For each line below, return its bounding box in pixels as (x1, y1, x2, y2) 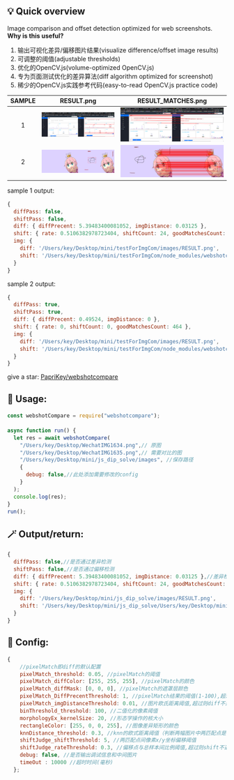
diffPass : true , (13, 301, 61, 308)
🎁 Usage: (7, 393, 47, 405)
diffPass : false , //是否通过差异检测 (13, 558, 111, 566)
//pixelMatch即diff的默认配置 (19, 663, 101, 670)
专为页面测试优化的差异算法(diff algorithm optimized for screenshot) (17, 72, 214, 80)
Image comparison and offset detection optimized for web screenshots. (7, 24, 213, 32)
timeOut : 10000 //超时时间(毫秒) (19, 759, 114, 766)
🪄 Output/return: (7, 528, 84, 540)
